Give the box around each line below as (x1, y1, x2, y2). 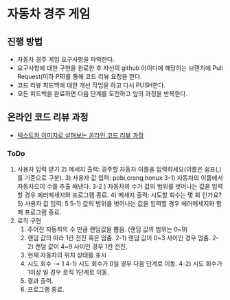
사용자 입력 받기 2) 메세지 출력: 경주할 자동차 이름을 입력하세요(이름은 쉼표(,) (16, 165, 222, 174)
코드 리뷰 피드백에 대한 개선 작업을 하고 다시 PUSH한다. (16, 81, 166, 89)
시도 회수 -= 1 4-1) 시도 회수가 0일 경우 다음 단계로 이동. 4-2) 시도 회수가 (27, 259, 223, 268)
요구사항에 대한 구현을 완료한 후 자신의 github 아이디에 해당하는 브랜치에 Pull (16, 64, 223, 72)
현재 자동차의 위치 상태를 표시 (27, 251, 106, 259)
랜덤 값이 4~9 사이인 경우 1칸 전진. (35, 242, 128, 251)
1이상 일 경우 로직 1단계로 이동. (27, 268, 110, 277)
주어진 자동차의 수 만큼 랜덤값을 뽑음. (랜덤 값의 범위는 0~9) (27, 225, 188, 233)
